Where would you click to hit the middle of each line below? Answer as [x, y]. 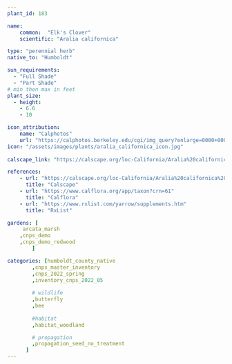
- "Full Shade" [35, 77]
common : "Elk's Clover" [55, 32]
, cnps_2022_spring [58, 274]
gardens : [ [23, 223]
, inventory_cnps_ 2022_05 [68, 280]
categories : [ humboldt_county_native [61, 261]
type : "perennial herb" [41, 51]
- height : [27, 102]
